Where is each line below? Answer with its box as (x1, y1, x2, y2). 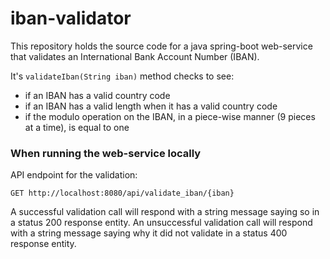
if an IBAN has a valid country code (24, 89, 171, 101)
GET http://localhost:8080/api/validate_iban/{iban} (10, 188, 235, 199)
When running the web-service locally (10, 146, 202, 160)
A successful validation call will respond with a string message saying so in (10, 206, 320, 218)
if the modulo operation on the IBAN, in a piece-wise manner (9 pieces (24, 110, 316, 122)
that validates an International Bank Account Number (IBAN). (10, 50, 260, 62)
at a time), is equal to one (24, 121, 130, 133)
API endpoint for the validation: (10, 169, 138, 181)
